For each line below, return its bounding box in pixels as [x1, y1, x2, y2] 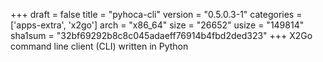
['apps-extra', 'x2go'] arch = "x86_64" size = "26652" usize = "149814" [10, 19, 305, 31]
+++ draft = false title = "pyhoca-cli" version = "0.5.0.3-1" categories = [10, 9, 303, 20]
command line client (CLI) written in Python [10, 40, 189, 52]
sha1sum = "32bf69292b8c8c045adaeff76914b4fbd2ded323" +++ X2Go [10, 30, 313, 41]
